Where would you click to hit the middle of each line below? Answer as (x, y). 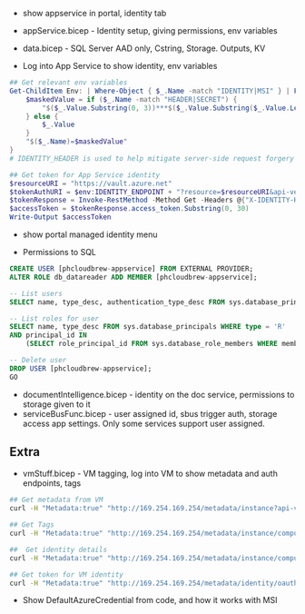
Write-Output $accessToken (60, 217)
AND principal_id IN (49, 335)
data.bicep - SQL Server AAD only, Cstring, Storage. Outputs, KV (144, 48)
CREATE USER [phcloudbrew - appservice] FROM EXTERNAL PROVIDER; (132, 269)
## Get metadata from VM (56, 500)
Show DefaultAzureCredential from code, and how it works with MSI (150, 600)
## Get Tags (32, 525)
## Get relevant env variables (69, 83)
